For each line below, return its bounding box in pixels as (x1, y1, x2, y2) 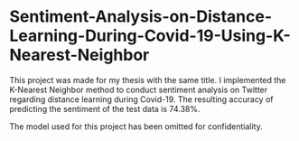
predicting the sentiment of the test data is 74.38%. (9, 103, 201, 114)
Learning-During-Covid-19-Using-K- (9, 25, 291, 46)
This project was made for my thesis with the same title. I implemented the (9, 74, 286, 85)
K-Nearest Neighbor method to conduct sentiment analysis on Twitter (9, 84, 268, 95)
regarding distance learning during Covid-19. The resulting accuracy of (9, 93, 274, 105)
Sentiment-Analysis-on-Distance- (9, 6, 273, 27)
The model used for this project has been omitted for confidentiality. (9, 120, 264, 132)
